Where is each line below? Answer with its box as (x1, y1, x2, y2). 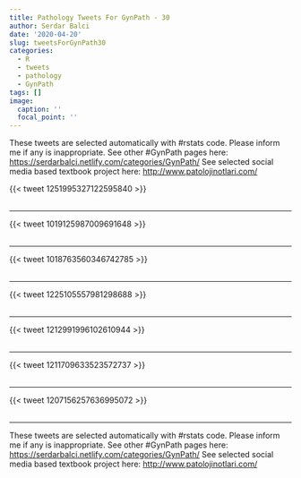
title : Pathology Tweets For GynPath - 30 (9, 13, 170, 22)
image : (9, 96, 34, 106)
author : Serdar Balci (9, 21, 90, 30)
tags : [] (9, 88, 42, 97)
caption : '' (17, 105, 63, 114)
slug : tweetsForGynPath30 (9, 38, 106, 47)
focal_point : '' (17, 113, 78, 122)
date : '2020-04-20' (9, 30, 82, 38)
